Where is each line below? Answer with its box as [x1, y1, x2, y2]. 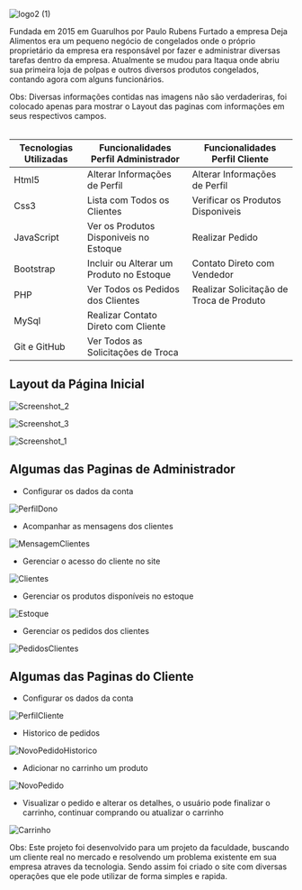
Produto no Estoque [86, 269, 172, 280]
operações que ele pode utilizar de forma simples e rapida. [9, 871, 227, 882]
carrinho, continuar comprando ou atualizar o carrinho [22, 807, 225, 818]
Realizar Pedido [191, 231, 259, 243]
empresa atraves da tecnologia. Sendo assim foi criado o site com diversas [9, 861, 288, 872]
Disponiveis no [86, 231, 150, 243]
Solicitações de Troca [86, 346, 179, 358]
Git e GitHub [13, 341, 66, 353]
